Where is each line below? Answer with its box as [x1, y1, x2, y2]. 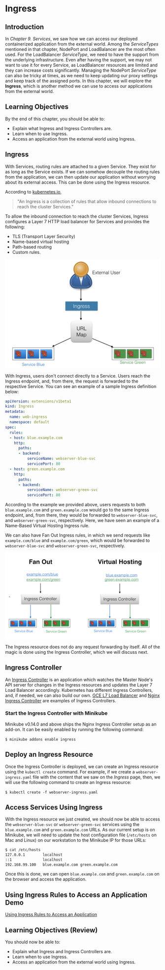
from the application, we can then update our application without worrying [5, 174, 156, 180]
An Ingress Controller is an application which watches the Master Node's [5, 677, 153, 682]
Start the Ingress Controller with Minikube [5, 710, 108, 717]
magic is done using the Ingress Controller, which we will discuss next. [5, 649, 149, 655]
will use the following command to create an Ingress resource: [5, 779, 132, 785]
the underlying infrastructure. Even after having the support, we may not [5, 57, 152, 62]
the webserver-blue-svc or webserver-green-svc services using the [5, 822, 140, 827]
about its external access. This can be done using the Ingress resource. [5, 179, 150, 185]
